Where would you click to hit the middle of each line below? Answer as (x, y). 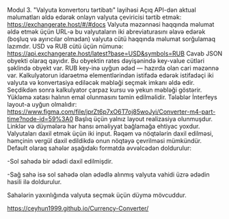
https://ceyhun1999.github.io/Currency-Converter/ (78, 208)
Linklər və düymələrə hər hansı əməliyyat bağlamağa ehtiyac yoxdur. (104, 126)
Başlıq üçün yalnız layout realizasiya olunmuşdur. (144, 119)
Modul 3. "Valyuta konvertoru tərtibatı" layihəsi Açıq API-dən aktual (102, 10)
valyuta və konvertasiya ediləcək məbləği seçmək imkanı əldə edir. (101, 82)
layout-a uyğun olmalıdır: (42, 104)
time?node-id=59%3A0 (40, 119)
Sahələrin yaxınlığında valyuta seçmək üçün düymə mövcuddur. (97, 195)
